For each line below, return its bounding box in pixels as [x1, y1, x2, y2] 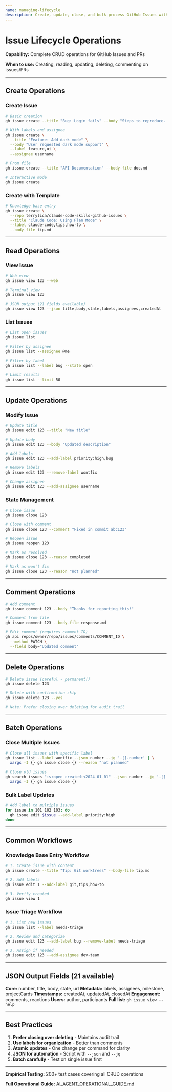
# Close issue [5, 508, 36, 513]
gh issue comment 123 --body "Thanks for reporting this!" [5, 606, 134, 611]
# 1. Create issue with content [5, 863, 74, 869]
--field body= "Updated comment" [10, 644, 79, 649]
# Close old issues [5, 769, 47, 775]
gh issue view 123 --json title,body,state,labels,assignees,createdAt [5, 306, 161, 311]
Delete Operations [5, 663, 65, 672]
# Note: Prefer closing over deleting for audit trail [5, 705, 125, 710]
